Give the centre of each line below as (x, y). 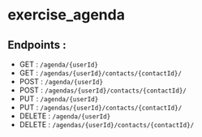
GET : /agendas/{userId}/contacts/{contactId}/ (100, 73)
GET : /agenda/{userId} (59, 64)
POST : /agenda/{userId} (61, 81)
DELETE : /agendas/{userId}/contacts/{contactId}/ (107, 124)
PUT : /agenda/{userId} (59, 98)
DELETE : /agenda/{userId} (65, 116)
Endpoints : (37, 45)
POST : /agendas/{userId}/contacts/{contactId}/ (103, 90)
